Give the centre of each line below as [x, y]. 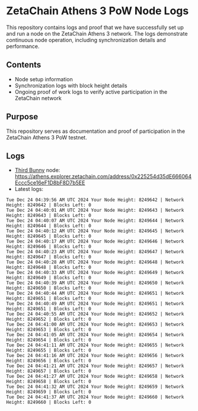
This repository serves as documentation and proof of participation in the [96, 131]
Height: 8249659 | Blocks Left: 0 [49, 392]
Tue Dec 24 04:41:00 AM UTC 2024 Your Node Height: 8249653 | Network [95, 324]
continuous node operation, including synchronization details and [86, 40]
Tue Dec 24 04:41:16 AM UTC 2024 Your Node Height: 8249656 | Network [95, 356]
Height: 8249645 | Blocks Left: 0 [49, 236]
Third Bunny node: [37, 170]
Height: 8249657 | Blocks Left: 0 [49, 371]
